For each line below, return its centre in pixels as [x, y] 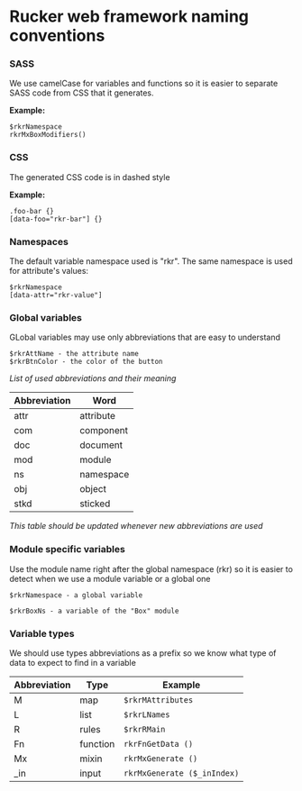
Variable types [42, 633]
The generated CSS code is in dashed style [90, 177]
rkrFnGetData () [158, 744]
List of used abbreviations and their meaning [93, 378]
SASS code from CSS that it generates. [82, 93]
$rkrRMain [144, 729]
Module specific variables [68, 550]
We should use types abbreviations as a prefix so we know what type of [143, 653]
